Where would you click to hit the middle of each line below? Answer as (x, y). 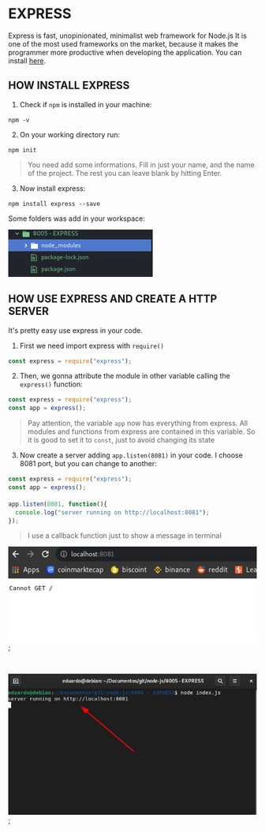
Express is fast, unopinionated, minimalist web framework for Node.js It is (127, 35)
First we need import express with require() (91, 346)
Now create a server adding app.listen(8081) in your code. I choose (131, 455)
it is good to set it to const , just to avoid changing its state (121, 440)
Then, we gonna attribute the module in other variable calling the (125, 376)
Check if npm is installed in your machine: (86, 104)
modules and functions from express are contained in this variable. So (141, 431)
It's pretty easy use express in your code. (76, 330)
